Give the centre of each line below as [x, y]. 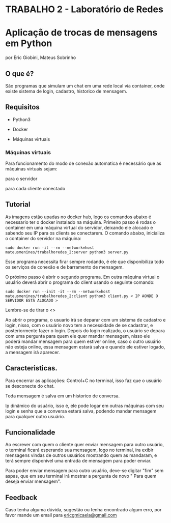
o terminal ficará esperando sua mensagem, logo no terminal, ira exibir [79, 450]
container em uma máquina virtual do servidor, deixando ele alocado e [79, 227]
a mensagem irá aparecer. [33, 352]
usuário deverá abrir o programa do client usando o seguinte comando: [80, 282]
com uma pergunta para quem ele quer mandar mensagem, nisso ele [78, 336]
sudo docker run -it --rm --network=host [50, 248]
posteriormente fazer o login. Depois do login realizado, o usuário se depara [85, 330]
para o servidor [21, 179]
